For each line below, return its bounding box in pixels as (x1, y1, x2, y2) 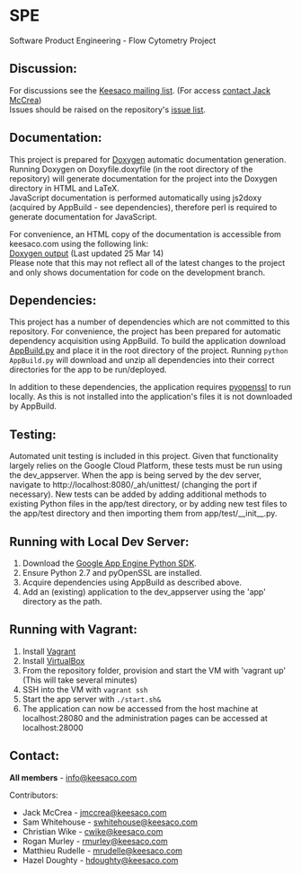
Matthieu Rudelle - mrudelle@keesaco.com (22, 845, 182, 856)
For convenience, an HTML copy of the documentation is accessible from (9, 228, 281, 239)
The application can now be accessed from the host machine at (22, 702, 259, 714)
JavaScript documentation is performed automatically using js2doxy (9, 192, 262, 203)
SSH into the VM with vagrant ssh (22, 684, 148, 694)
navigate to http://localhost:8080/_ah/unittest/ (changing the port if (9, 480, 258, 490)
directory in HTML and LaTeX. (9, 182, 120, 193)
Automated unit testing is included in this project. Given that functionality (9, 451, 279, 462)
